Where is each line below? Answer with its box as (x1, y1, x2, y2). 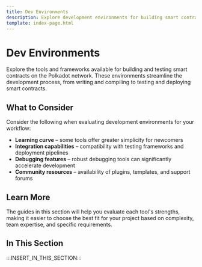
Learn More (6, 192, 50, 202)
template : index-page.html (6, 20, 74, 26)
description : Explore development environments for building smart (6, 14, 179, 20)
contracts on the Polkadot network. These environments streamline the (6, 72, 182, 79)
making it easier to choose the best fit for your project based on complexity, (6, 214, 194, 221)
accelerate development (14, 162, 75, 169)
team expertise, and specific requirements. (6, 221, 112, 228)
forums (14, 175, 33, 182)
